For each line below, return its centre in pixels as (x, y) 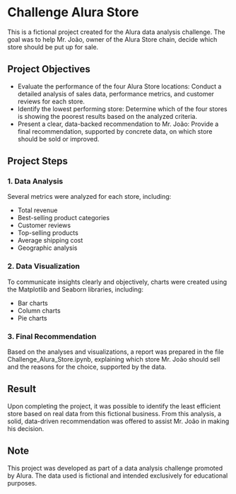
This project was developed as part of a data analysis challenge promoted (115, 468)
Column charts (39, 310)
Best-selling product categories (64, 218)
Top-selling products (48, 233)
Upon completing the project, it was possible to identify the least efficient (114, 406)
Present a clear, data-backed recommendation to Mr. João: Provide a (118, 124)
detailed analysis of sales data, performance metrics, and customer (116, 93)
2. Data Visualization (43, 266)
